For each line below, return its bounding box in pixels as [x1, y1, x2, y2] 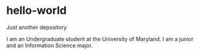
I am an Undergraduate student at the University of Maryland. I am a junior [6, 35, 194, 42]
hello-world [6, 4, 67, 18]
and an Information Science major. [6, 42, 93, 49]
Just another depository [6, 24, 67, 31]
